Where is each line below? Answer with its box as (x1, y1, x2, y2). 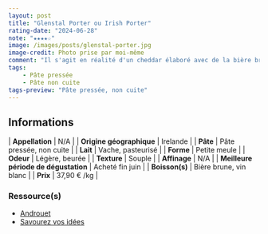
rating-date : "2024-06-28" (8, 26, 98, 34)
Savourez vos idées (19, 217, 85, 227)
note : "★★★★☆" (8, 34, 56, 42)
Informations (8, 115, 74, 129)
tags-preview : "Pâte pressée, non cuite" (8, 85, 148, 94)
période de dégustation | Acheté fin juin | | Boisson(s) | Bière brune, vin (8, 162, 246, 172)
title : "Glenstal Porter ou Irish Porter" (8, 19, 152, 27)
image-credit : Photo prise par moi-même (8, 49, 145, 57)
